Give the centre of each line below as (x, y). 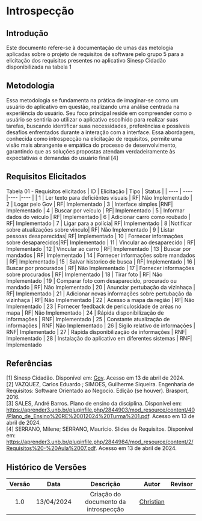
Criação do (106, 495)
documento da (106, 502)
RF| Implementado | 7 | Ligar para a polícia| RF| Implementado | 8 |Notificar (99, 223)
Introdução (27, 33)
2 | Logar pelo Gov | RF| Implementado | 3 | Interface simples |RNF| (90, 204)
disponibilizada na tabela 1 (39, 67)
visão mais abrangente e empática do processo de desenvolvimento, (92, 145)
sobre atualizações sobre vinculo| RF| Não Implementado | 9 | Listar (90, 229)
